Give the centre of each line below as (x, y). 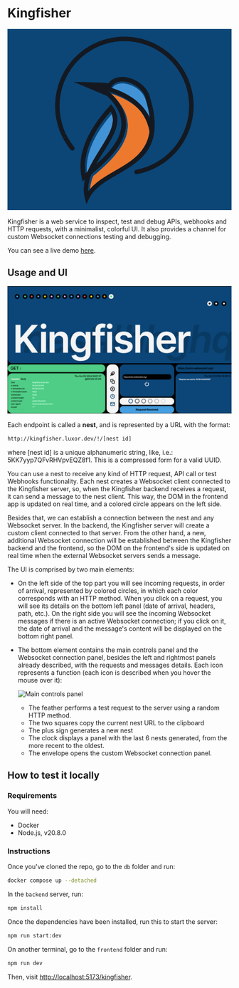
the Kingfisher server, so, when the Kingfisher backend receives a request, (117, 489)
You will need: (28, 811)
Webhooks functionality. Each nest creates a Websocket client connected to (119, 481)
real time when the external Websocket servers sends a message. (104, 556)
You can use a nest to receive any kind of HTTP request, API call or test (112, 474)
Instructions (29, 851)
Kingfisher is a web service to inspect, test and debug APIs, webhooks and (117, 221)
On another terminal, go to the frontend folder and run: (87, 949)
